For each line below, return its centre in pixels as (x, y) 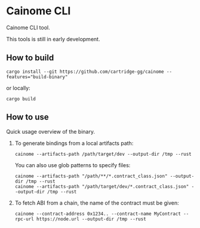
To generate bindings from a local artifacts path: (74, 143)
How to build (30, 58)
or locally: (19, 88)
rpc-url (24, 219)
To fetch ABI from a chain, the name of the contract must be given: (97, 203)
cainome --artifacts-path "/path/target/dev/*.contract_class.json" (102, 186)
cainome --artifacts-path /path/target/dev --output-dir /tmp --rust (103, 154)
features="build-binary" (37, 77)
